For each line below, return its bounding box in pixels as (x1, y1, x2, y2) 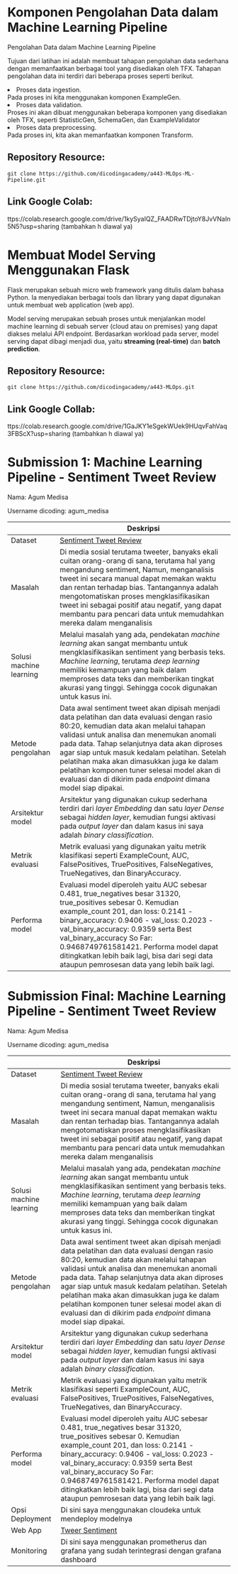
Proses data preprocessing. (16, 123, 97, 131)
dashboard (60, 1555, 97, 1564)
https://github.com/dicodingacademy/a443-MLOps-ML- (38, 170, 195, 177)
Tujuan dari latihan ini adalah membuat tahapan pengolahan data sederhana (7, 56, 229, 65)
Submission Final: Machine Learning (7, 988, 227, 1005)
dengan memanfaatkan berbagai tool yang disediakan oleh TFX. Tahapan (7, 64, 222, 72)
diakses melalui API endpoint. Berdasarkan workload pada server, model (7, 329, 219, 338)
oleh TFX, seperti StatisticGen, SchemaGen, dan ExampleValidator (7, 115, 200, 124)
